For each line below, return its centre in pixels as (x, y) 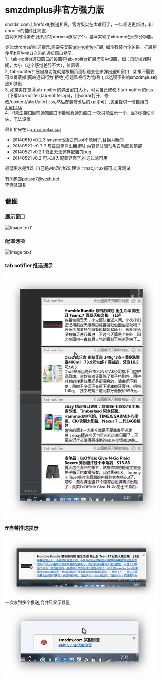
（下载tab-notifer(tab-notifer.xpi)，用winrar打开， (55, 95)
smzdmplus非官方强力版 (55, 10)
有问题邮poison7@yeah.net (32, 179)
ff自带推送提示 (22, 528)
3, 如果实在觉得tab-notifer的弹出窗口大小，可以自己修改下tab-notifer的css (79, 89)
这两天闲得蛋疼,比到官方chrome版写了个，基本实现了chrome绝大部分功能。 (81, 37)
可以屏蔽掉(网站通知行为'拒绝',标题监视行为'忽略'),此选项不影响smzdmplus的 (81, 77)
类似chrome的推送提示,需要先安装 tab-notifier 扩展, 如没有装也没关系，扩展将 (81, 47)
